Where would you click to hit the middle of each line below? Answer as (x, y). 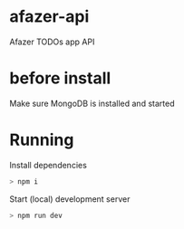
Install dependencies (48, 165)
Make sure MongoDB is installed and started (92, 103)
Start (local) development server (70, 199)
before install (60, 78)
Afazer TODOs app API (52, 42)
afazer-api (49, 17)
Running (42, 140)
